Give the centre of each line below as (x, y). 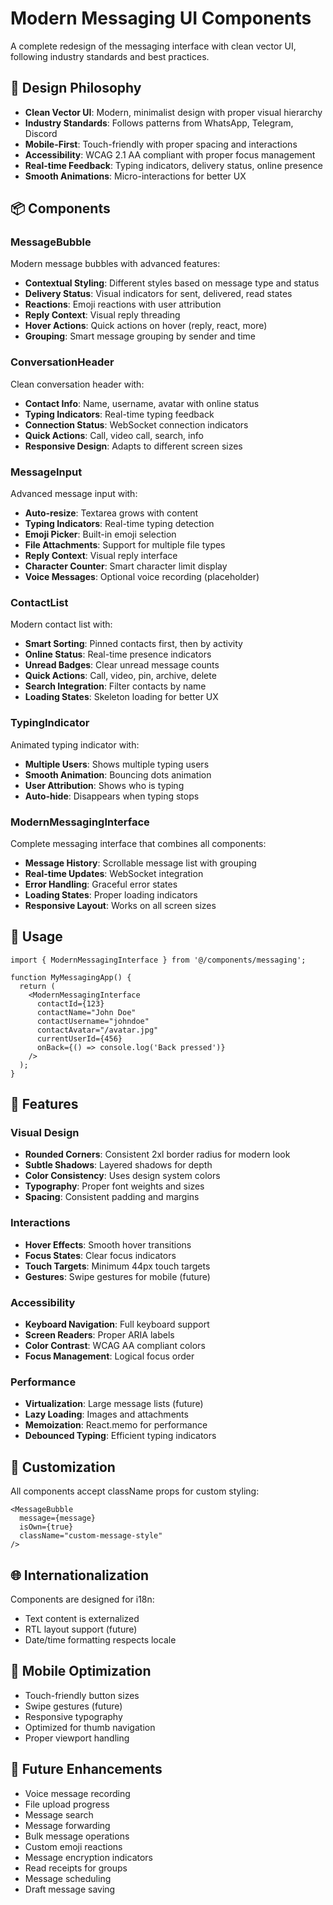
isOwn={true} (46, 1527)
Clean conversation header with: (77, 384)
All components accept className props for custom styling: (135, 1491)
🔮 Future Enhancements (86, 1769)
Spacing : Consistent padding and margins (112, 1197)
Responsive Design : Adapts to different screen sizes (133, 446)
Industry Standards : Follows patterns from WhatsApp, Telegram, (159, 123)
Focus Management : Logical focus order (109, 1356)
